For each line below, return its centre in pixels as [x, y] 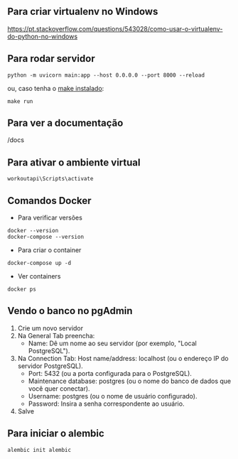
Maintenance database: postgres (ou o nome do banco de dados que [130, 381]
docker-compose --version [45, 237]
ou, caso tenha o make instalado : [56, 88]
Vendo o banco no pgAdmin [70, 311]
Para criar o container [49, 250]
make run [20, 101]
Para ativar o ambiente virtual [74, 162]
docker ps [22, 290]
